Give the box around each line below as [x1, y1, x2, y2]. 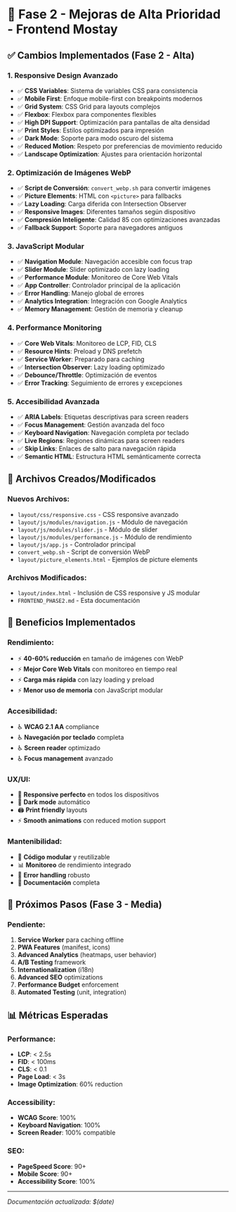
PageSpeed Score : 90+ [17, 1162, 86, 1170]
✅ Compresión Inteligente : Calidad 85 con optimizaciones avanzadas [17, 215, 221, 224]
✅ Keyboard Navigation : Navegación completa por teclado [17, 429, 190, 437]
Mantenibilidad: [7, 837, 63, 846]
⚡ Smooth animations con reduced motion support [17, 816, 166, 825]
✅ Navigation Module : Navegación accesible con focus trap [17, 257, 193, 266]
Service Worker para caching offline [17, 936, 124, 944]
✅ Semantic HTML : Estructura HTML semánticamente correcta [17, 452, 202, 461]
